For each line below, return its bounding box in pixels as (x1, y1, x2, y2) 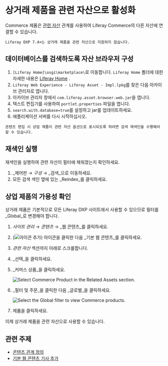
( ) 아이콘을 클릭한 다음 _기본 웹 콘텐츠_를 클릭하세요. (12, 235, 142, 241)
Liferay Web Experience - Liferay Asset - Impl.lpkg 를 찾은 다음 (12, 81, 149, 87)
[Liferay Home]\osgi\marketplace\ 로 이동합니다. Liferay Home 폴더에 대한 (12, 69, 163, 75)
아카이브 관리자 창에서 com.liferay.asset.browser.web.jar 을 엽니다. (12, 94, 151, 100)
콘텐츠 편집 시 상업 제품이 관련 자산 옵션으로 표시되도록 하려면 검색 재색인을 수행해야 (5, 124, 160, 129)
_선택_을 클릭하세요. (12, 256, 52, 262)
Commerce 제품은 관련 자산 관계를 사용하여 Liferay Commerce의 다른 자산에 (5, 22, 158, 28)
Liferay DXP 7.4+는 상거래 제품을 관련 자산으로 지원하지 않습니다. (5, 39, 130, 44)
